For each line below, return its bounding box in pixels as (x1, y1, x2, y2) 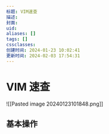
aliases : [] (6, 31, 36, 37)
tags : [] (6, 36, 28, 42)
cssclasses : (6, 42, 36, 48)
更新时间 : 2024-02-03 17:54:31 (6, 53, 80, 59)
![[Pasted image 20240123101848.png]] (6, 100, 104, 107)
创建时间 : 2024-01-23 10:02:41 (6, 47, 80, 53)
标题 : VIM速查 (6, 8, 38, 15)
